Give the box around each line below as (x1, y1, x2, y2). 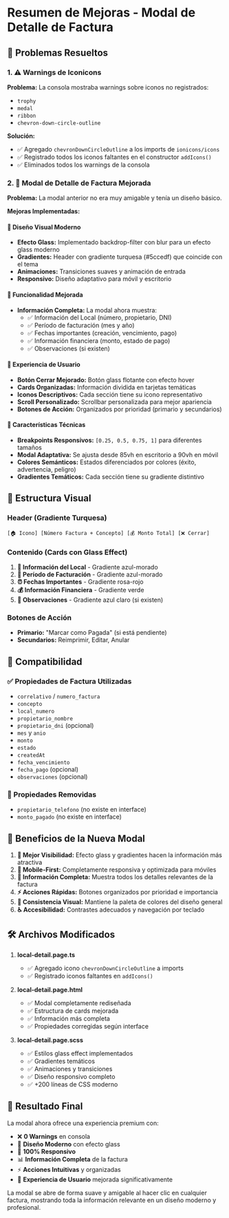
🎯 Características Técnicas (7, 421, 86, 429)
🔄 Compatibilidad (7, 655, 83, 667)
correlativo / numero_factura (17, 692, 100, 700)
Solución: (7, 132, 36, 140)
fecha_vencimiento (17, 759, 70, 766)
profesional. (7, 1203, 41, 1211)
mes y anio (17, 728, 46, 737)
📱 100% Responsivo (17, 1147, 76, 1155)
